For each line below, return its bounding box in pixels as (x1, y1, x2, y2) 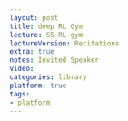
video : (9, 65, 34, 74)
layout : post (9, 13, 59, 23)
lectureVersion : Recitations (9, 38, 120, 48)
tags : (9, 89, 30, 98)
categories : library (9, 73, 88, 82)
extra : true (9, 47, 54, 56)
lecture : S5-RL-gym (9, 30, 84, 39)
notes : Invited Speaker (9, 55, 100, 65)
